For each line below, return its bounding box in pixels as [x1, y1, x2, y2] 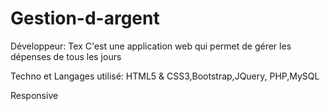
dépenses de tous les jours [10, 50, 122, 62]
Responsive [10, 89, 59, 101]
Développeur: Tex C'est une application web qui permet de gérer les [10, 40, 292, 52]
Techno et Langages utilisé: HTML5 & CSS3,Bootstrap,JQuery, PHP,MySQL [10, 70, 320, 82]
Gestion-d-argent [10, 7, 160, 30]
